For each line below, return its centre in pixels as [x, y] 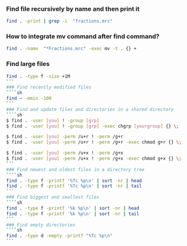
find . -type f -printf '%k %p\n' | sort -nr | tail [73, 214]
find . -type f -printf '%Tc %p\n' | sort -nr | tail [74, 186]
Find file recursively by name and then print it [73, 9]
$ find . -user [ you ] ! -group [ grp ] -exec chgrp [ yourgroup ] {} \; [93, 126]
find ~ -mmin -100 [29, 99]
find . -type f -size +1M [38, 76]
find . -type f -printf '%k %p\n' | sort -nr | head [73, 208]
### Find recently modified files [49, 87]
